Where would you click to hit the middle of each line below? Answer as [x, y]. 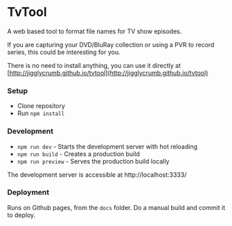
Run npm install [41, 113]
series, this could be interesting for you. [64, 52]
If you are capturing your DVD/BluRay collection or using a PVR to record [111, 44]
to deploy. [21, 215]
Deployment [28, 193]
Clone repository [41, 106]
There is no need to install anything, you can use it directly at [94, 65]
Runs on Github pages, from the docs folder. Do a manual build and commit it [116, 207]
